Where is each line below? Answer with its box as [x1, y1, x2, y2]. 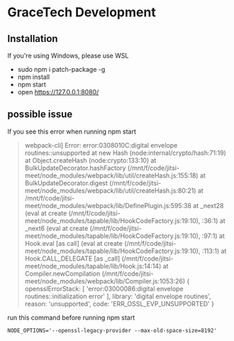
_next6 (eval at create [24, 224, 89, 232]
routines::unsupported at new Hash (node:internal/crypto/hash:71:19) [24, 148, 227, 157]
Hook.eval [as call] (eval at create [24, 239, 123, 247]
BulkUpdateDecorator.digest [24, 178, 108, 187]
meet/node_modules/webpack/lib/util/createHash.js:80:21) [24, 186, 196, 195]
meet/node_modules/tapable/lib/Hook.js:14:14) [24, 261, 162, 270]
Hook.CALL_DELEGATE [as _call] [24, 254, 121, 263]
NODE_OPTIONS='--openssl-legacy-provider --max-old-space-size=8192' [7, 327, 218, 334]
